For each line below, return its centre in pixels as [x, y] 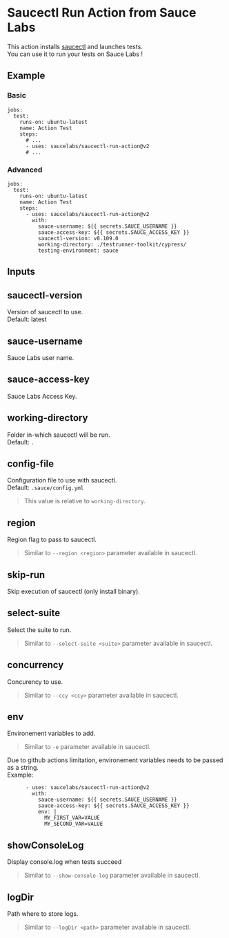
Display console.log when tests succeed [64, 862]
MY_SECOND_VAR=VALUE [73, 824]
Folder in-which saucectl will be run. [59, 435]
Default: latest [27, 319]
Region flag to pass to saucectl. [52, 540]
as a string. [23, 768]
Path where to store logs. [43, 914]
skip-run [26, 575]
